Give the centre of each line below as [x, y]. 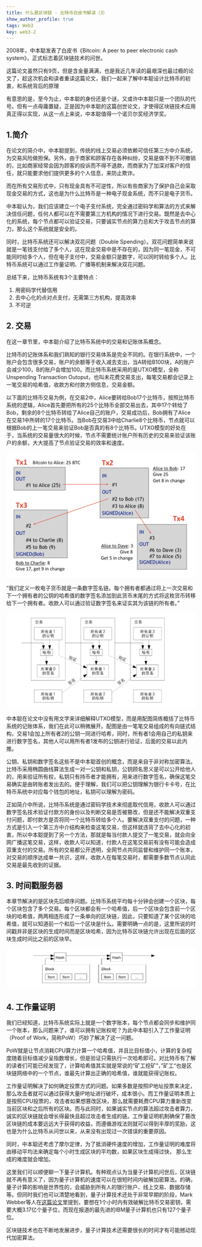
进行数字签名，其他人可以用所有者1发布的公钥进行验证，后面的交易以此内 [97, 741]
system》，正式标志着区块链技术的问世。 [56, 58]
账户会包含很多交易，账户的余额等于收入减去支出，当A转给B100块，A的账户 [100, 362]
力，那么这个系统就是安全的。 [43, 229]
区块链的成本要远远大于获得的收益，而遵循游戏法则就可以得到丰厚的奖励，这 [101, 1124]
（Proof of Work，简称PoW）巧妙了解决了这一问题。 [72, 1038]
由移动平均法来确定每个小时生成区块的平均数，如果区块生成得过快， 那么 [96, 1152]
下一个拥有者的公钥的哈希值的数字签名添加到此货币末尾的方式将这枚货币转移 [101, 596]
